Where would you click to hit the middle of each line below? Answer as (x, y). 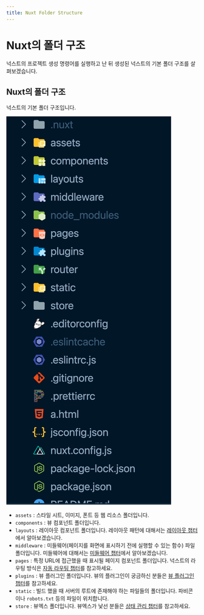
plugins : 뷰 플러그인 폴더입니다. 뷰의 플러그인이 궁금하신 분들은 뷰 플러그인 (104, 576)
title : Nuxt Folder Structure (45, 13)
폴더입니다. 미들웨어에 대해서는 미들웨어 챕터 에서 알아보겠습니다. (91, 553)
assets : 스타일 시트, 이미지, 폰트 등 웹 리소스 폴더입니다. (82, 515)
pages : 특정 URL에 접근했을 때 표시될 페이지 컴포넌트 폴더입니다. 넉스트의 (102, 560)
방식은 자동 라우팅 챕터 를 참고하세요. (70, 568)
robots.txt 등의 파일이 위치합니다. (68, 599)
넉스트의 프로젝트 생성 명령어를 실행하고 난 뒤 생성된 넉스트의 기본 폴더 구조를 (98, 63)
